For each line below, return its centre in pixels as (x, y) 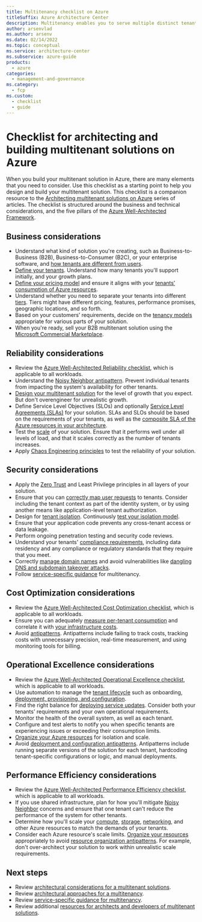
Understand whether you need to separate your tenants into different (100, 296)
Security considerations (52, 470)
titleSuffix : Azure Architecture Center (58, 17)
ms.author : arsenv (29, 34)
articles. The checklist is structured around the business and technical (93, 205)
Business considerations (54, 237)
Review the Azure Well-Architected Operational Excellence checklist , (100, 679)
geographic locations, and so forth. (58, 309)
